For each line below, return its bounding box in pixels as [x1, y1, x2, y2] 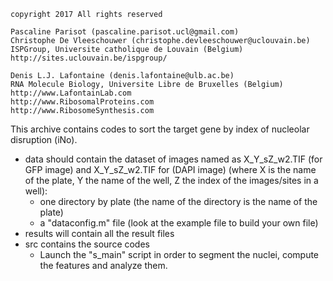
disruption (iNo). [10, 134, 78, 145]
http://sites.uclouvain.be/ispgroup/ [10, 53, 168, 63]
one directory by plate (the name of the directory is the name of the [39, 196, 318, 207]
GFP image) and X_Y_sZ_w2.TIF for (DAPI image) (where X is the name [24, 164, 317, 175]
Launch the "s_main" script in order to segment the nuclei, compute [39, 249, 320, 260]
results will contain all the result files [24, 228, 175, 239]
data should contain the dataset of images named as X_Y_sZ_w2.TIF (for [24, 153, 323, 165]
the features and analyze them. [39, 260, 168, 271]
